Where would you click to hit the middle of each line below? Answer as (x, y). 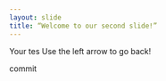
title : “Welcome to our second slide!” (83, 26)
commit (23, 69)
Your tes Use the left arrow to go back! (80, 51)
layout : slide (36, 17)
